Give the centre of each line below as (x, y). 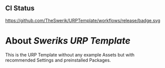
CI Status (20, 8)
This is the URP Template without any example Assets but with (70, 54)
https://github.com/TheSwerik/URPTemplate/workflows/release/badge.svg (83, 20)
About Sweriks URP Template (68, 41)
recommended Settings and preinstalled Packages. (58, 60)
